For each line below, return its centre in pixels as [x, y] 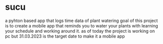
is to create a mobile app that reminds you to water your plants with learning [82, 25]
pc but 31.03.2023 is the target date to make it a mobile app [65, 36]
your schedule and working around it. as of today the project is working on [80, 31]
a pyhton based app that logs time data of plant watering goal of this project [81, 21]
